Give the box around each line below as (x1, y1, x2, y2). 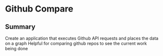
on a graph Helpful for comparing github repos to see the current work (5, 41, 147, 46)
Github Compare (5, 3, 74, 14)
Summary (5, 23, 36, 31)
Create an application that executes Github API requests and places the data (5, 35, 159, 41)
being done (5, 46, 28, 51)
